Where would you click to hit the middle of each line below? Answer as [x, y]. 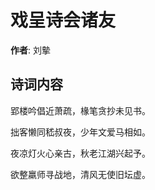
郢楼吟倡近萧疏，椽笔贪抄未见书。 [80, 110]
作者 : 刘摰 [30, 50]
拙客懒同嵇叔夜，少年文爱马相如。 [80, 132]
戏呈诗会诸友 [63, 20]
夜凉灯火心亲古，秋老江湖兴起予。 [80, 153]
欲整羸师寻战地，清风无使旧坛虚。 [80, 174]
